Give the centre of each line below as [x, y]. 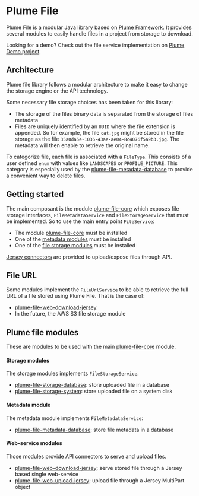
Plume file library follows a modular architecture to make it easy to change [97, 84]
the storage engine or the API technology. [57, 91]
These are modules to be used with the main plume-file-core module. [91, 347]
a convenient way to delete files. [46, 176]
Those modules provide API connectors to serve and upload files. [86, 456]
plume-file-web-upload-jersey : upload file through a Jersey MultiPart [99, 480]
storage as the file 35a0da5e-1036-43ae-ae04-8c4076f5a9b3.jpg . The [97, 139]
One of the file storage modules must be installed [75, 245]
